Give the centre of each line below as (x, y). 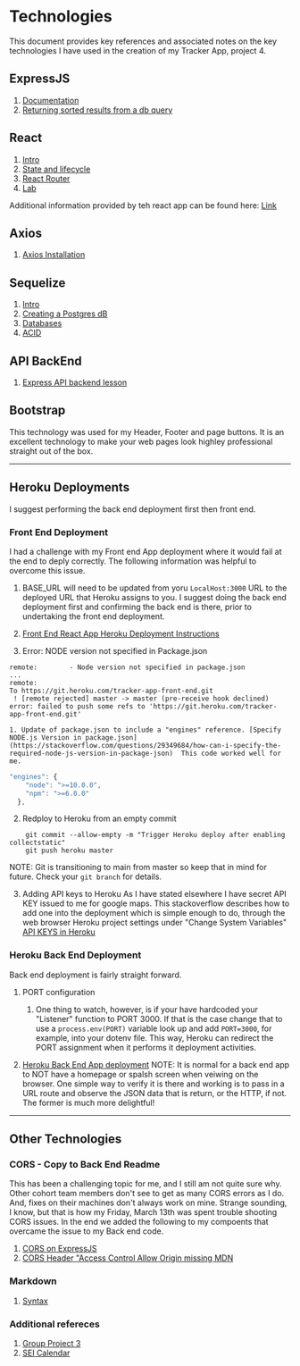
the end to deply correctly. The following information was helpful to (133, 561)
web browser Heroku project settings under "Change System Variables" (154, 923)
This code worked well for (231, 753)
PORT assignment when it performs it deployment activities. (146, 1047)
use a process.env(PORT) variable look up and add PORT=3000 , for (154, 1028)
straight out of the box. (51, 451)
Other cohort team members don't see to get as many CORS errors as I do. (147, 1194)
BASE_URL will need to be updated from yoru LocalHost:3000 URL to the (154, 588)
